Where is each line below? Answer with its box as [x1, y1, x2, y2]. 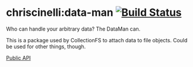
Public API [6, 54, 31, 61]
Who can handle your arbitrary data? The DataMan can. [6, 25, 141, 32]
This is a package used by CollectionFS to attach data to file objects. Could [6, 36, 188, 43]
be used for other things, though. [6, 43, 86, 50]
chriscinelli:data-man [6, 6, 113, 19]
